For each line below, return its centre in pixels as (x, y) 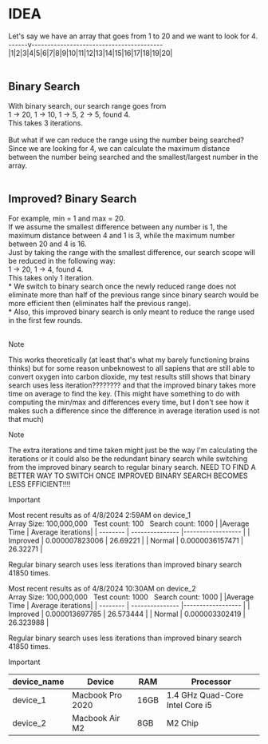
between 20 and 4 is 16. (47, 244)
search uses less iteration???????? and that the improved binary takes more (132, 385)
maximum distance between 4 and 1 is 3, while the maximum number (122, 235)
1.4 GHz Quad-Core (205, 694)
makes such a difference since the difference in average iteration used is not (134, 410)
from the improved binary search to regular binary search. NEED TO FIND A (132, 467)
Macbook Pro (97, 694)
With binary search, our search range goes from (87, 105)
